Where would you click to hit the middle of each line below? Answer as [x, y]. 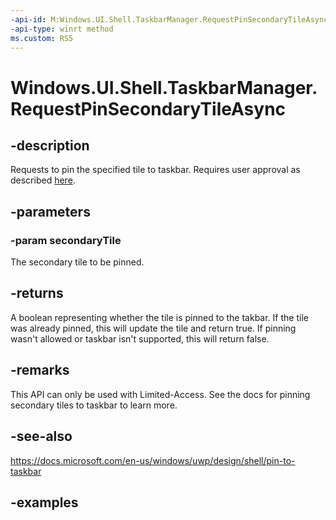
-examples [44, 502]
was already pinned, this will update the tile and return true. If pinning [153, 328]
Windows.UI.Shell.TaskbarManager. [164, 87]
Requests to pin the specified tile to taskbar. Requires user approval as [155, 170]
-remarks [40, 370]
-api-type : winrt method [62, 29]
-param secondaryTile [66, 240]
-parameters [50, 211]
